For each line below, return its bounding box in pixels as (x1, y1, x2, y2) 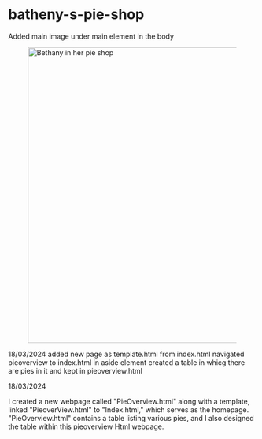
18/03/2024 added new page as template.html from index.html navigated (8, 349, 245, 359)
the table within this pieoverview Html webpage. (8, 422, 164, 431)
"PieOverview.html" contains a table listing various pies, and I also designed (8, 413, 254, 422)
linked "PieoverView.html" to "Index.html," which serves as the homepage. (8, 404, 249, 415)
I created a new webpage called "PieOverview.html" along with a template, (8, 396, 250, 406)
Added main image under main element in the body (8, 32, 175, 41)
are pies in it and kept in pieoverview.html (8, 366, 143, 375)
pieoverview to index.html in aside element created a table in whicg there (8, 357, 245, 367)
